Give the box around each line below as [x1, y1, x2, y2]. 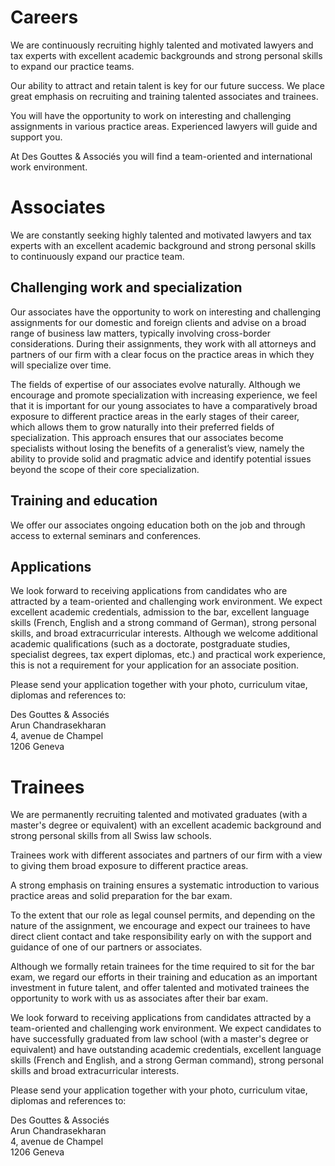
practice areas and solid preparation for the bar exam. [10, 890, 233, 902]
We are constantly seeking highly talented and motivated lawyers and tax [10, 229, 312, 241]
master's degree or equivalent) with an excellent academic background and [10, 819, 322, 831]
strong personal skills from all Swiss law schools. [10, 830, 212, 842]
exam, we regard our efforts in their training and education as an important [10, 971, 318, 983]
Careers [10, 6, 79, 29]
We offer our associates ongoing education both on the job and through [10, 519, 306, 531]
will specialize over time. [10, 359, 112, 371]
